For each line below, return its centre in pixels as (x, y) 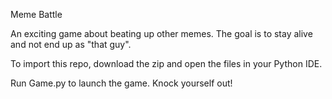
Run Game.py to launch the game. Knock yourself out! (121, 83)
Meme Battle (36, 14)
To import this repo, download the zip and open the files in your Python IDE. (166, 63)
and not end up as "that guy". (71, 44)
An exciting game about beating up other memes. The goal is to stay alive (161, 33)
